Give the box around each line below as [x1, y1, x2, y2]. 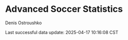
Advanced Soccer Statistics [5, 3, 123, 15]
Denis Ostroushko [5, 20, 42, 26]
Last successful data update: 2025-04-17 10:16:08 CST [5, 29, 119, 35]
